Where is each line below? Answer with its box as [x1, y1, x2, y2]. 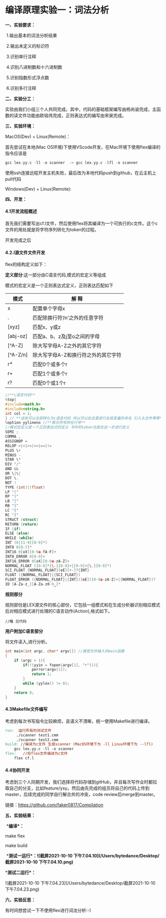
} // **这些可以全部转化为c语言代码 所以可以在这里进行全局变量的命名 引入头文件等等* [5, 415, 162, 421]
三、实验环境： [5, 123, 36, 129]
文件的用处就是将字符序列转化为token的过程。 [5, 227, 99, 233]
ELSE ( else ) [5, 531, 30, 536]
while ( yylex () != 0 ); [23, 681, 70, 686]
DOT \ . [5, 475, 19, 480]
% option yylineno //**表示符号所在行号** [5, 420, 85, 425]
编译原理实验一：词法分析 [5, 4, 110, 16]
